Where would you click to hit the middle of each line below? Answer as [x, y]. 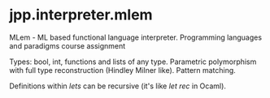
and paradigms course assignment [67, 45]
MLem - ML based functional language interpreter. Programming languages [136, 37]
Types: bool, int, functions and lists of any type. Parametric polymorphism [133, 62]
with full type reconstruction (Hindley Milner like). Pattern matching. [123, 70]
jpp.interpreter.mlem [81, 15]
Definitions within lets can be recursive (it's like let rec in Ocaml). [118, 86]
